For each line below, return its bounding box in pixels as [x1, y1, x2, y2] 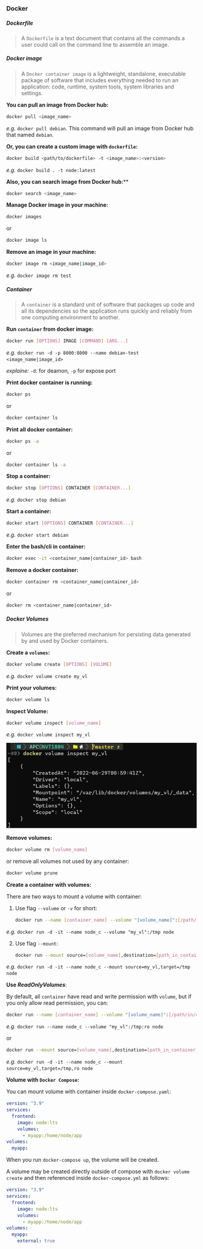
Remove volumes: [6, 834, 53, 841]
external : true [17, 1238, 56, 1244]
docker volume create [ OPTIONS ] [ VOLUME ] [6, 661, 112, 667]
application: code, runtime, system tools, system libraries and [21, 83, 174, 90]
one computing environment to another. [21, 314, 120, 321]
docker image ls [6, 238, 47, 244]
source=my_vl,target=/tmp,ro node [6, 1065, 94, 1072]
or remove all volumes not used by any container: [6, 858, 129, 865]
